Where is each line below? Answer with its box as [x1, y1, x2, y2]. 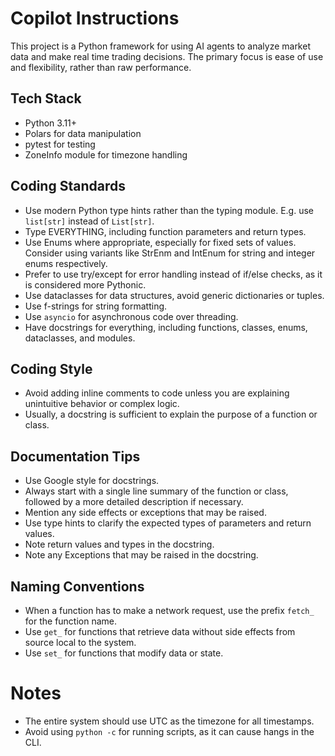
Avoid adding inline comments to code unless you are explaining [24, 387, 290, 399]
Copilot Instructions [10, 7, 180, 30]
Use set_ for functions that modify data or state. [24, 647, 224, 659]
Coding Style [10, 360, 93, 377]
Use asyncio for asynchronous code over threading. [24, 310, 239, 322]
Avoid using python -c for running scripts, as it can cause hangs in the [24, 725, 315, 737]
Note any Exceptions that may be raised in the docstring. [24, 549, 259, 561]
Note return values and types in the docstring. [24, 538, 215, 551]
